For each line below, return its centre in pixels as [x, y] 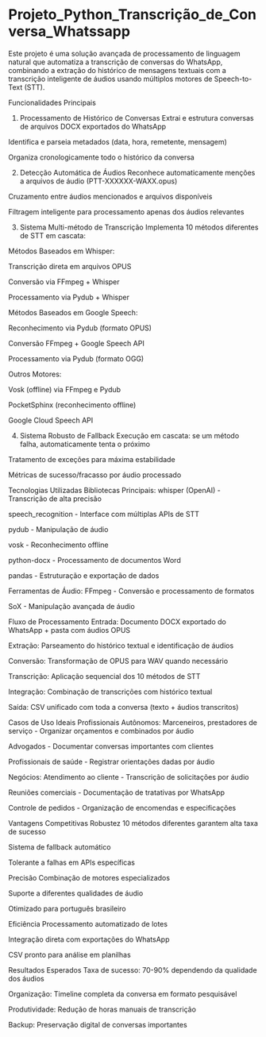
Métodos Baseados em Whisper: [62, 251]
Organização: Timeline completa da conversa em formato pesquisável [123, 993]
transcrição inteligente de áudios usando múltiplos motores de [110, 79]
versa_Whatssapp [69, 31]
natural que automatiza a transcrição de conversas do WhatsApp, [116, 62]
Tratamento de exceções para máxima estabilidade [92, 459]
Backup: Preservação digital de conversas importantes [98, 1024]
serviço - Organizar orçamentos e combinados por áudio [101, 731]
